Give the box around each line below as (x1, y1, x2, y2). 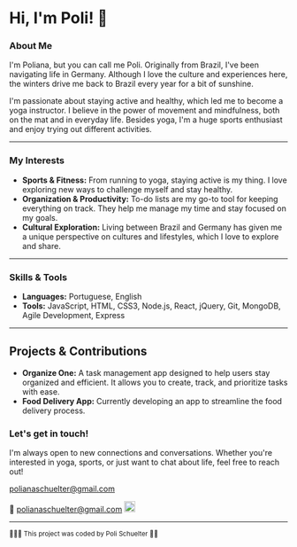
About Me (9, 40, 53, 52)
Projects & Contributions (9, 344, 148, 359)
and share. (21, 240, 62, 251)
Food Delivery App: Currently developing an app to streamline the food (21, 395, 283, 406)
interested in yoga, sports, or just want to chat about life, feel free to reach (9, 457, 280, 468)
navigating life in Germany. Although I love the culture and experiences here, (9, 69, 288, 80)
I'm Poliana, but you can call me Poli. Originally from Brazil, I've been (9, 59, 259, 70)
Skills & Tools (9, 270, 68, 283)
